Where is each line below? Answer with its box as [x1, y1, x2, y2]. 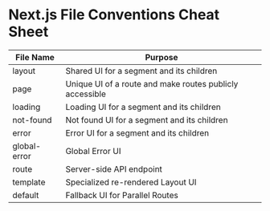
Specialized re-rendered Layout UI [65, 177, 197, 188]
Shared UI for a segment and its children [65, 65, 218, 76]
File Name [15, 51, 55, 63]
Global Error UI [65, 145, 121, 156]
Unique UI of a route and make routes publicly [65, 78, 239, 89]
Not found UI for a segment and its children [65, 114, 228, 125]
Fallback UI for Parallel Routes [65, 189, 178, 201]
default [12, 189, 39, 201]
